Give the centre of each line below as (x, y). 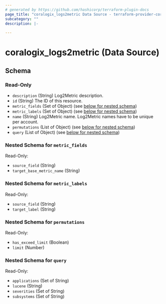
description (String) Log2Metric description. (58, 95)
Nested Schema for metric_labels (46, 183)
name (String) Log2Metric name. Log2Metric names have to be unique (83, 116)
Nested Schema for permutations (45, 222)
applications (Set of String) (41, 281)
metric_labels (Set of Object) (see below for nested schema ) (75, 111)
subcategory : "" (22, 19)
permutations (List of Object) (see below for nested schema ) (74, 127)
